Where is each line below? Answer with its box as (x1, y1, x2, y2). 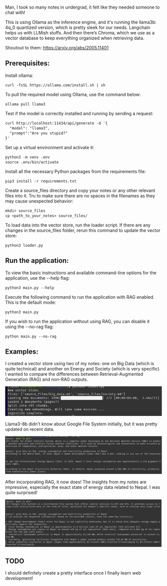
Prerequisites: (5, 59, 50, 68)
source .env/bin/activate (5, 160, 59, 165)
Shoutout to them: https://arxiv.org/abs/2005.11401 (5, 45, 109, 50)
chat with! (5, 9, 26, 15)
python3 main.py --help (5, 285, 55, 290)
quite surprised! (5, 490, 38, 496)
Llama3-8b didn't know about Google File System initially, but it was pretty (5, 421, 158, 427)
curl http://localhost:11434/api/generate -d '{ (5, 121, 108, 126)
